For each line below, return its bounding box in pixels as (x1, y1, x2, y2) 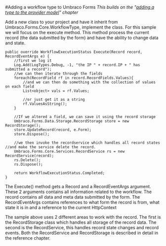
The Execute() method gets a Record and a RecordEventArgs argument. (5, 184, 151, 189)
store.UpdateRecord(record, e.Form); (14, 127, 92, 132)
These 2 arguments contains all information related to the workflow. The (5, 189, 152, 195)
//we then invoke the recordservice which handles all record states (14, 140, 161, 145)
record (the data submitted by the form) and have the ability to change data (5, 35, 159, 41)
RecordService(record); (5, 153, 54, 158)
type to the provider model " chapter (5, 9, 79, 15)
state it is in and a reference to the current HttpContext (5, 205, 117, 210)
